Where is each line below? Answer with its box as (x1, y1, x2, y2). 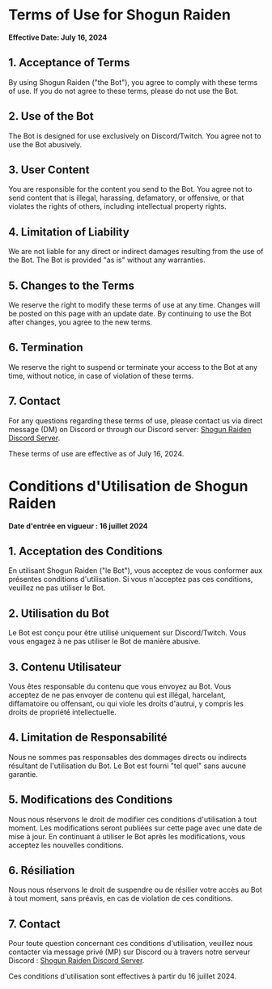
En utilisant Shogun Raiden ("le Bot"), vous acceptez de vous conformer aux (8, 566, 263, 575)
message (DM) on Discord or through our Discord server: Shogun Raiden (8, 424, 252, 434)
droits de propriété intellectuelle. (8, 707, 117, 717)
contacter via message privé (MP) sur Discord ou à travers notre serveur (8, 947, 251, 957)
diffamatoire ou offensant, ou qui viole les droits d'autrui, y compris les (8, 698, 244, 708)
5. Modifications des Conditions (8, 793, 173, 807)
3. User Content (8, 163, 90, 176)
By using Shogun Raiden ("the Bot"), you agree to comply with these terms (8, 77, 258, 87)
